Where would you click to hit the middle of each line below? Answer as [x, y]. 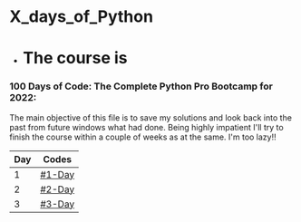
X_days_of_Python [82, 17]
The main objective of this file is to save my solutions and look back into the [151, 117]
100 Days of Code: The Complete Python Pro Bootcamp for [141, 86]
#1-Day [58, 174]
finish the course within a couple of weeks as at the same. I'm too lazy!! [143, 137]
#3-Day [58, 204]
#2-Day [58, 189]
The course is [75, 58]
